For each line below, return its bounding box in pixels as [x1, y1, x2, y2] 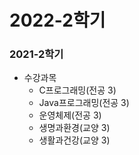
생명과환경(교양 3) [38, 122, 111, 134]
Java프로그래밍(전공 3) [38, 97, 130, 109]
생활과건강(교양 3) [38, 134, 111, 146]
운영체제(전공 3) [38, 109, 102, 121]
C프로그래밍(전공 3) [38, 84, 117, 96]
